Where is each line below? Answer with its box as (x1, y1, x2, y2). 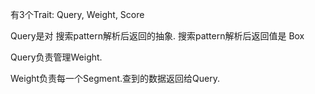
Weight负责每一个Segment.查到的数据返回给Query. (10, 73, 221, 84)
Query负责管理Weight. (10, 51, 103, 63)
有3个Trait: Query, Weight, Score (10, 9, 145, 20)
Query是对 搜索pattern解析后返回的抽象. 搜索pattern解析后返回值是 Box (10, 30, 305, 42)
